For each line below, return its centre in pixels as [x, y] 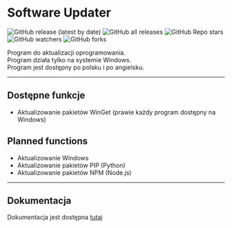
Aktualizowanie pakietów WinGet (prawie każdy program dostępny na [116, 112]
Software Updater [59, 13]
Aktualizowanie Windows [53, 158]
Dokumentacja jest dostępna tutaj [55, 217]
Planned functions [48, 141]
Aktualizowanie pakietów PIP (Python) [71, 165]
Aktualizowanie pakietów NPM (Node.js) [74, 172]
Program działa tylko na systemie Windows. [69, 59]
